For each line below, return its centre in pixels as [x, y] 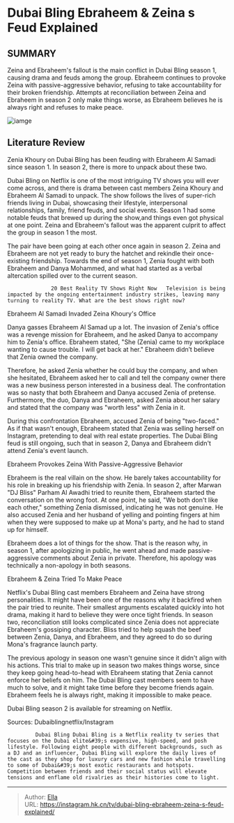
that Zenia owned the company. [53, 357]
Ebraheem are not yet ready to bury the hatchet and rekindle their [101, 253]
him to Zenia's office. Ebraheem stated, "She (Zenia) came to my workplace [116, 342]
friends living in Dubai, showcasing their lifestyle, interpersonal [97, 202]
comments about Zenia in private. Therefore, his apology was [129, 558]
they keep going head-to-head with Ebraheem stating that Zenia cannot [110, 672]
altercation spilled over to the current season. [72, 275]
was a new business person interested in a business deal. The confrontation [117, 385]
